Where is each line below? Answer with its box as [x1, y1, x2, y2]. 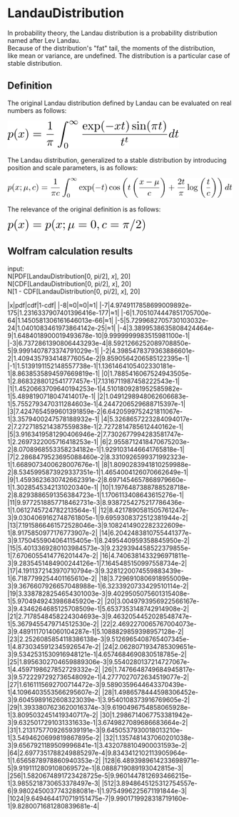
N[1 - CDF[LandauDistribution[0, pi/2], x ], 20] [7, 287, 141, 296]
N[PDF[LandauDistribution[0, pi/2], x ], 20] [7, 271, 131, 280]
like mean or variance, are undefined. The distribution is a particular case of [7, 51, 230, 60]
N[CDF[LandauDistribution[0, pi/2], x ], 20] [7, 279, 132, 288]
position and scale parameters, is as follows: [7, 163, 138, 172]
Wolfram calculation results [7, 245, 133, 258]
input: [7, 264, 25, 273]
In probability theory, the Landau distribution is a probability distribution [7, 29, 218, 37]
